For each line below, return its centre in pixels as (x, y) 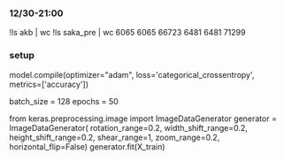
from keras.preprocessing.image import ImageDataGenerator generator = (143, 119)
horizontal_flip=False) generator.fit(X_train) (87, 146)
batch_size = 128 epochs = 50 (64, 101)
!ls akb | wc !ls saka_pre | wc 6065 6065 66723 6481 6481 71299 (127, 33)
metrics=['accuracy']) (49, 84)
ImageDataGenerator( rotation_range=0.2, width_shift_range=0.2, (128, 127)
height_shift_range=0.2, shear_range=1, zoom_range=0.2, (115, 137)
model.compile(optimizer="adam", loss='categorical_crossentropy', (132, 74)
